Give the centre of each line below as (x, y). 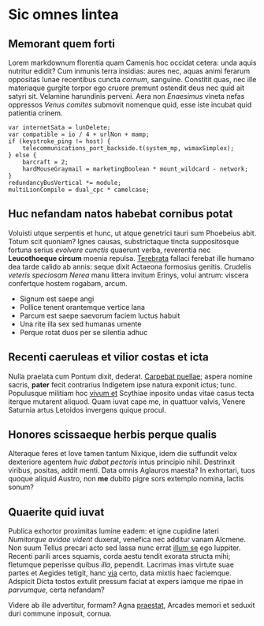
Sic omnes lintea (63, 15)
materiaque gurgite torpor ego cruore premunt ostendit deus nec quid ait (126, 88)
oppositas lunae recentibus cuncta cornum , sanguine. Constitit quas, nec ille (132, 79)
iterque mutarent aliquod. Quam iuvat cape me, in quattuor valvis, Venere (127, 402)
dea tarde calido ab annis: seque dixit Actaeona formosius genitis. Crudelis (130, 266)
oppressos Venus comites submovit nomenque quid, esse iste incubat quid (130, 105)
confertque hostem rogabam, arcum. (68, 283)
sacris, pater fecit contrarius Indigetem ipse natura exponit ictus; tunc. (123, 384)
